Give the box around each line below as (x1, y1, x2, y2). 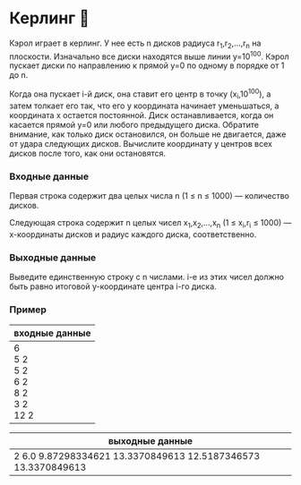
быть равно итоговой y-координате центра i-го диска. (9, 281, 217, 292)
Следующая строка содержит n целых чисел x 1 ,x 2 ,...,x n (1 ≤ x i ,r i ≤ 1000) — (9, 217, 292, 230)
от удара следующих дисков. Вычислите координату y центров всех (9, 138, 273, 149)
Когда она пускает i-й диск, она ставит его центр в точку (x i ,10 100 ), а (9, 87, 271, 101)
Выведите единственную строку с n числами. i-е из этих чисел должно (9, 272, 285, 283)
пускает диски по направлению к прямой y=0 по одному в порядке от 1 (9, 60, 285, 71)
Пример (9, 303, 47, 316)
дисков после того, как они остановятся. (9, 148, 167, 158)
